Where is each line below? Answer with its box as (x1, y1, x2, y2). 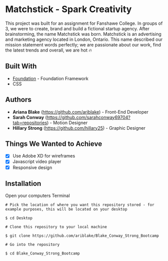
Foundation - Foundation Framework (12, 75, 89, 81)
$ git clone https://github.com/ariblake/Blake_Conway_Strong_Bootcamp (5, 233, 159, 238)
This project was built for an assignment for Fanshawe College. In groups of (5, 20, 163, 26)
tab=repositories (12, 120, 47, 126)
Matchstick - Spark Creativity (5, 4, 132, 15)
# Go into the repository (5, 242, 60, 247)
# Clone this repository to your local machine (5, 225, 107, 230)
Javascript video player (12, 159, 62, 165)
